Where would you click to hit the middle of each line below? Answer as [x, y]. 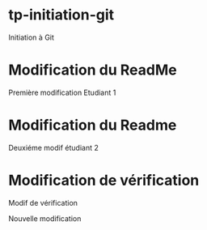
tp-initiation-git [61, 15]
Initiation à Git [32, 37]
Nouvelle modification [45, 218]
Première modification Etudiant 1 [62, 92]
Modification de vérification [104, 181]
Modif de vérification [43, 202]
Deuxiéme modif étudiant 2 [54, 147]
